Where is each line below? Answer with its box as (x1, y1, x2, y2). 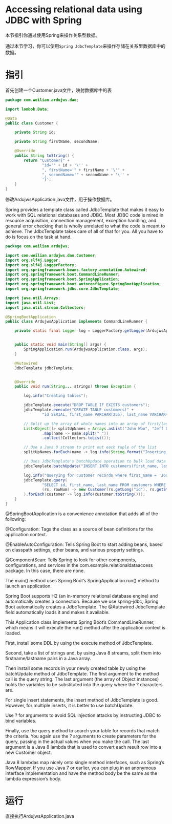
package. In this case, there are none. (5, 567, 85, 574)
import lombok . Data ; (5, 107, 50, 112)
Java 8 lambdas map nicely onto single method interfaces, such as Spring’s (5, 759, 165, 765)
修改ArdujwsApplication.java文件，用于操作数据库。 (5, 196, 115, 202)
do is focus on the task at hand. (5, 234, 72, 240)
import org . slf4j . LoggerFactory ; (5, 262, 77, 267)
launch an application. (5, 583, 52, 589)
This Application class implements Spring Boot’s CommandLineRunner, (5, 619, 155, 625)
